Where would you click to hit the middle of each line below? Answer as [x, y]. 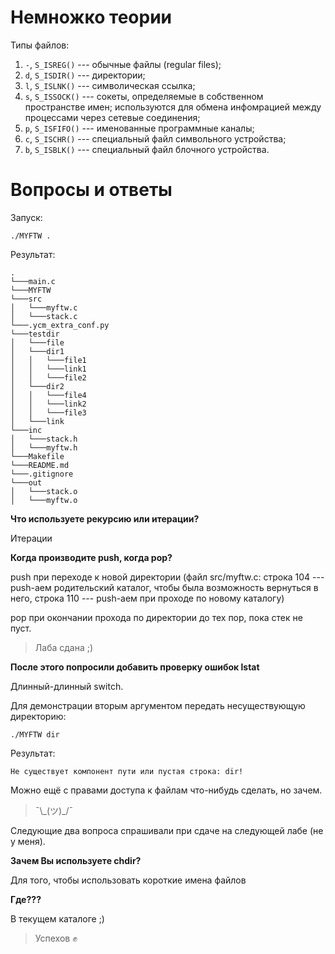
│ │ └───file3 [48, 412]
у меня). [28, 841]
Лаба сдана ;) [64, 647]
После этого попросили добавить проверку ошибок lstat [135, 667]
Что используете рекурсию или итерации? [105, 518]
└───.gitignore [42, 474]
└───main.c [33, 281]
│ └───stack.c [44, 316]
